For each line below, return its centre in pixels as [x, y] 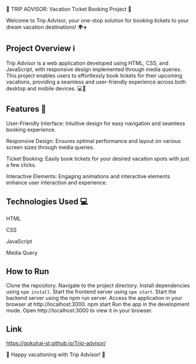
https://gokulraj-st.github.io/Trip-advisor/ [56, 343]
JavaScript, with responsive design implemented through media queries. [94, 69]
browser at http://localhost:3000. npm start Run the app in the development [98, 304]
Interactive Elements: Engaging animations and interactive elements [88, 176]
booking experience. [31, 129]
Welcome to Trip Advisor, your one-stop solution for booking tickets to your [98, 20]
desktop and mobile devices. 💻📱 [46, 88]
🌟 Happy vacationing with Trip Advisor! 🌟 [56, 355]
